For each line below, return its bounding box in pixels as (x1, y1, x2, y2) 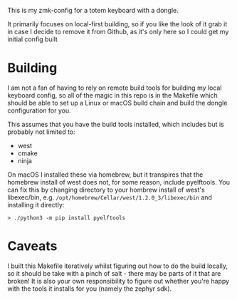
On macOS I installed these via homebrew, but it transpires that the (7, 170, 204, 179)
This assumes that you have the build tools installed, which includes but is (7, 120, 224, 128)
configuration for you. (7, 106, 71, 115)
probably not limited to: (7, 128, 76, 136)
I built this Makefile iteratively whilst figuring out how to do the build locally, (7, 262, 228, 270)
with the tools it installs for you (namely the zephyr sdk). (7, 284, 172, 293)
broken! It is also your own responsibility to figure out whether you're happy (7, 276, 230, 285)
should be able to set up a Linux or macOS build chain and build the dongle (7, 98, 228, 107)
